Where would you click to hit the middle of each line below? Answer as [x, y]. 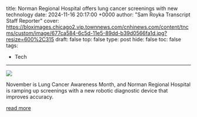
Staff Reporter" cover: [33, 21]
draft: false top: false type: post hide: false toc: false [118, 39]
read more [18, 108]
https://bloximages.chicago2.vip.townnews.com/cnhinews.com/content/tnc [97, 27]
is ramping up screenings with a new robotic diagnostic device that [87, 91]
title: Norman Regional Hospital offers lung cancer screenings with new [92, 8]
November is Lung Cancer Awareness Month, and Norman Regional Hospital [98, 84]
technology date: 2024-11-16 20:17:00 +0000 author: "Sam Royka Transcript [98, 15]
